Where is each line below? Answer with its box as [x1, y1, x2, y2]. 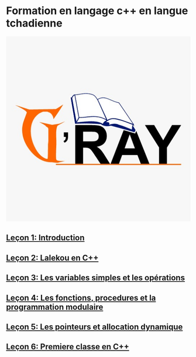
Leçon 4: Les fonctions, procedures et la [6, 292, 156, 303]
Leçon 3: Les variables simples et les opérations [6, 273, 185, 283]
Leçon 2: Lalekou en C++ [6, 252, 99, 262]
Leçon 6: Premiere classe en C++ [6, 342, 130, 352]
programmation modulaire [6, 302, 104, 312]
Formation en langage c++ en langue [6, 4, 188, 18]
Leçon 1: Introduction [6, 233, 85, 243]
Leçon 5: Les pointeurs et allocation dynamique [6, 322, 183, 332]
